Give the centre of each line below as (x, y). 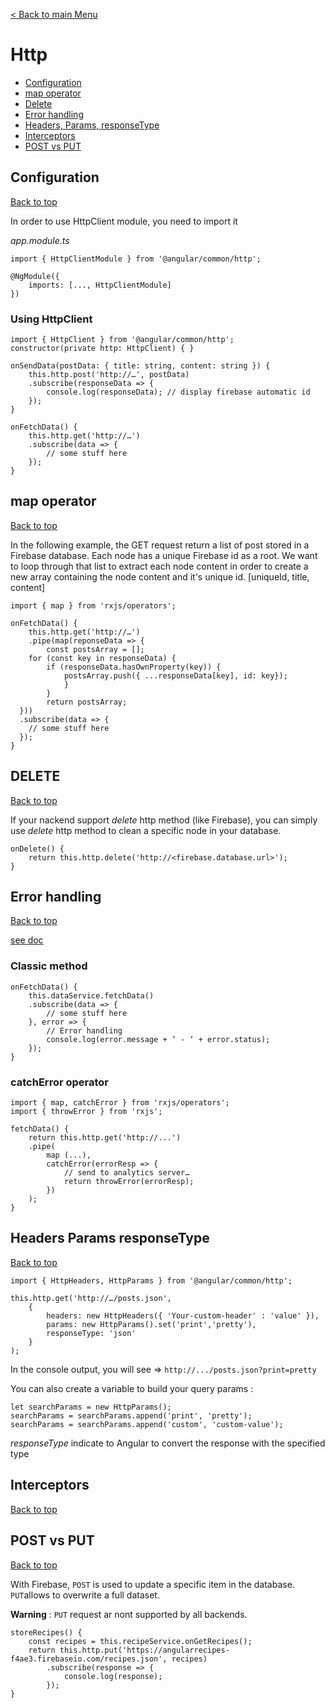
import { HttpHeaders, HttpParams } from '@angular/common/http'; (151, 1280)
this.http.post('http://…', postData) (109, 375)
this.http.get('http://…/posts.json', (91, 1298)
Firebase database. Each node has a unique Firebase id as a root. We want (164, 555)
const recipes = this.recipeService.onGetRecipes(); (140, 1641)
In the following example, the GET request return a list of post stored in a (160, 545)
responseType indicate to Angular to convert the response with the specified (168, 1443)
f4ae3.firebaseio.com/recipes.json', (89, 1659)
